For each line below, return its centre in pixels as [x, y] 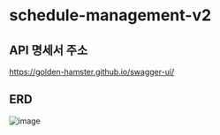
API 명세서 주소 [49, 50]
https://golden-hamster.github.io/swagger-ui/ [92, 72]
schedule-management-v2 [110, 15]
